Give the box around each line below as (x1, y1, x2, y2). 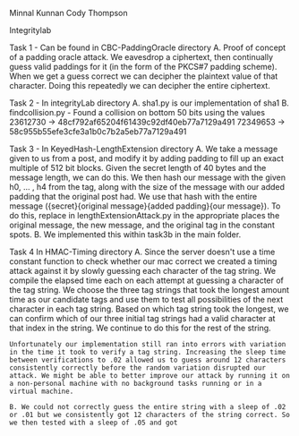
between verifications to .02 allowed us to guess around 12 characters (9, 355, 286, 364)
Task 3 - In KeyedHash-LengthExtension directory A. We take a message (9, 143, 278, 154)
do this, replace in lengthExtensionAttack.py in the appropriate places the (9, 210, 280, 220)
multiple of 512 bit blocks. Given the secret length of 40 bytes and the (9, 163, 267, 173)
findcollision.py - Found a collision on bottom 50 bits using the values (9, 107, 266, 117)
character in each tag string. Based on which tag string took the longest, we (9, 303, 289, 314)
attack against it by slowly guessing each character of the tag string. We (9, 266, 276, 276)
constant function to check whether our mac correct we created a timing (9, 256, 278, 267)
